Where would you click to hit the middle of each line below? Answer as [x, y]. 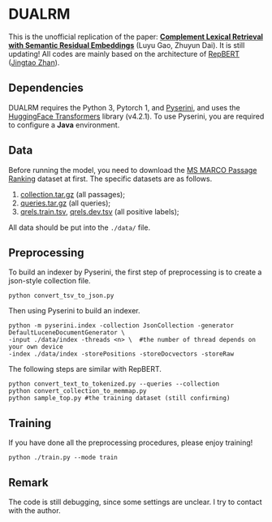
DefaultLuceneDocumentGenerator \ [67, 333]
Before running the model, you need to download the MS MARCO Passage [133, 170]
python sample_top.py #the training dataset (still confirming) [119, 399]
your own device [36, 347]
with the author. [35, 511]
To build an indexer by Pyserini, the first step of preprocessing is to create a [135, 272]
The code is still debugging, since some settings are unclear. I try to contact [135, 502]
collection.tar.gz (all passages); [73, 194]
